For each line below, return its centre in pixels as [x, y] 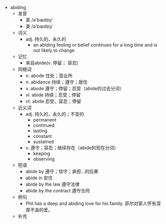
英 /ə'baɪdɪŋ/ [39, 20]
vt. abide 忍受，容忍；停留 [53, 101]
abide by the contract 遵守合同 [58, 191]
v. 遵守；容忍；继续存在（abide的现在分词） [72, 148]
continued [44, 125]
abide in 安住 [39, 178]
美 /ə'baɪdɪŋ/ [39, 26]
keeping [42, 154]
